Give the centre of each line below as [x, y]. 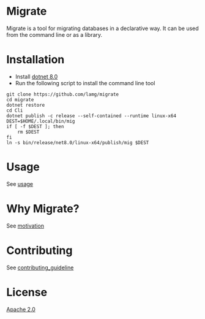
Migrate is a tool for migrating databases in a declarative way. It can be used [102, 28]
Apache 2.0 [21, 309]
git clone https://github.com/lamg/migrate [63, 94]
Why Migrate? [43, 209]
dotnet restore [26, 105]
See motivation [25, 226]
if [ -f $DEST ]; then [35, 126]
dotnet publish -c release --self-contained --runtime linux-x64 [91, 116]
